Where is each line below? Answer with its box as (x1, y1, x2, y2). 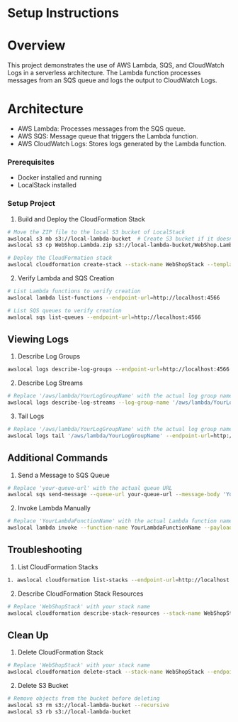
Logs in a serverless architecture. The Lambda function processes (7, 69, 201, 77)
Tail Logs (17, 412, 45, 420)
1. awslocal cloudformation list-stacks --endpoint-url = (7, 576, 179, 584)
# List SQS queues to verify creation (7, 307, 122, 314)
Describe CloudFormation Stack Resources (17, 589, 144, 598)
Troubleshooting (7, 544, 83, 556)
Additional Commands (7, 452, 108, 464)
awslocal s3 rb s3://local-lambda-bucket (7, 708, 132, 715)
